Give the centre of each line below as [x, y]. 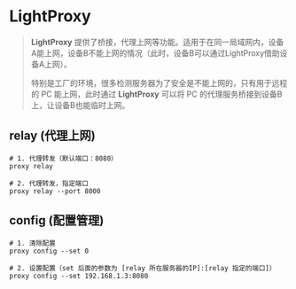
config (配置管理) [57, 220]
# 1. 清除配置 [32, 243]
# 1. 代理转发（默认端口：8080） [63, 158]
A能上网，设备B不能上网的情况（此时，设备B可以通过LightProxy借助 [156, 53]
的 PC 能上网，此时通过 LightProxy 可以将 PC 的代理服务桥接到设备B [156, 94]
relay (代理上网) [52, 136]
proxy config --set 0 [49, 251]
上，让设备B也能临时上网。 [80, 105]
